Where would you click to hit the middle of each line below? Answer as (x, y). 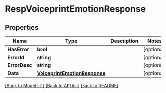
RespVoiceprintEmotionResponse (76, 9)
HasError (19, 49)
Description (124, 41)
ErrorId (16, 57)
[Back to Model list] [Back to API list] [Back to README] (62, 85)
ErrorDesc (20, 65)
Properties (22, 27)
